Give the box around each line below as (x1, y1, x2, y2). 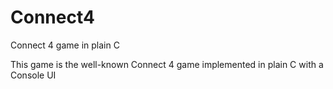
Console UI (10, 69, 57, 81)
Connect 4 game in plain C (10, 39, 120, 51)
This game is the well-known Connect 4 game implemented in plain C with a (10, 58, 324, 70)
